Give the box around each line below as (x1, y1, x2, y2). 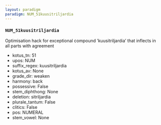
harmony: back (12, 78, 43, 84)
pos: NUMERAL (12, 109, 44, 115)
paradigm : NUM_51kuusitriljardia (5, 12, 74, 17)
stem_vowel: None (12, 114, 50, 120)
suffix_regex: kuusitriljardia (12, 62, 67, 68)
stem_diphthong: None (12, 88, 58, 94)
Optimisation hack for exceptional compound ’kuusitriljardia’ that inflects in (5, 38, 156, 43)
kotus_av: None (12, 68, 44, 74)
